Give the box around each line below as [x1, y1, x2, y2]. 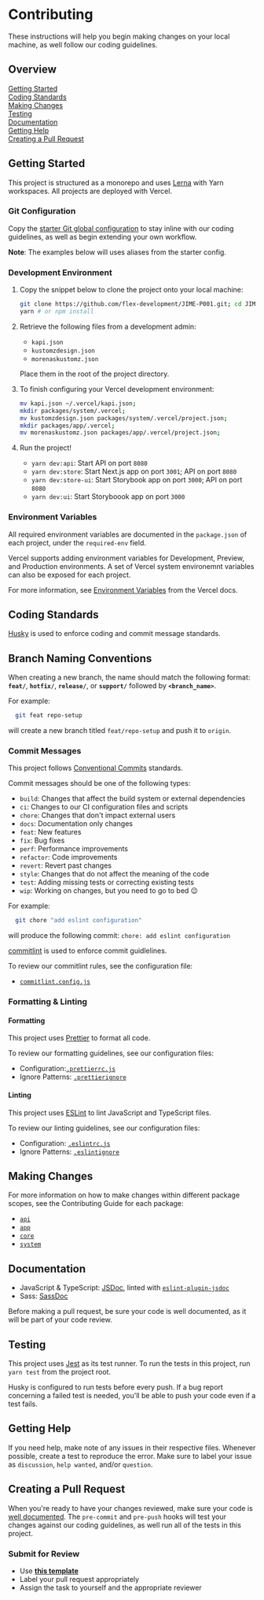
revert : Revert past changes [19, 861, 112, 870]
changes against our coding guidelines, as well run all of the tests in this [8, 1520, 242, 1530]
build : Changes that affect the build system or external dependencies [19, 794, 246, 803]
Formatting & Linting [8, 996, 88, 1007]
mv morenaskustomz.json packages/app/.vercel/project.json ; [19, 429, 221, 437]
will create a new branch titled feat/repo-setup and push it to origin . [8, 726, 232, 735]
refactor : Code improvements [19, 853, 118, 862]
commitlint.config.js [19, 978, 90, 986]
